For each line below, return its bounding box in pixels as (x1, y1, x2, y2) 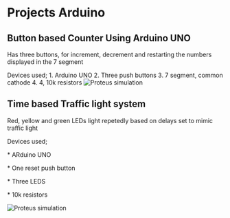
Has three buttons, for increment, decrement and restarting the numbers (7, 50, 212, 58)
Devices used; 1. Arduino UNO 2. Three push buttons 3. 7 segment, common (7, 71, 223, 79)
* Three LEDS (7, 177, 46, 185)
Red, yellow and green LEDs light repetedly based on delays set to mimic (7, 116, 214, 124)
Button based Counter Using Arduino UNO (7, 32, 191, 44)
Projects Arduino (7, 5, 106, 21)
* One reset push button (7, 164, 76, 172)
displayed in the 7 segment (7, 58, 84, 66)
